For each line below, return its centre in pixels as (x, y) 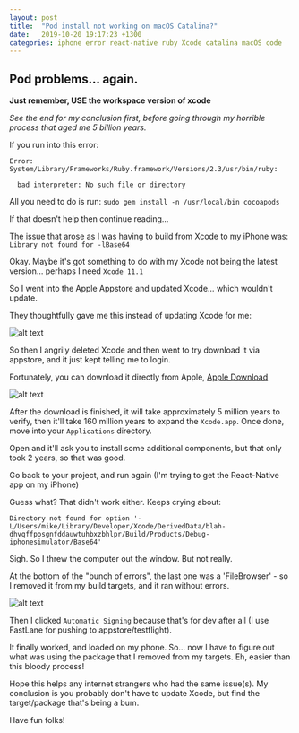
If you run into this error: (54, 145)
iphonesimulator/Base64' (56, 542)
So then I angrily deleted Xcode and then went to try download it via (135, 350)
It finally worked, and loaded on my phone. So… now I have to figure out (142, 648)
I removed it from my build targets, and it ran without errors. (120, 586)
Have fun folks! (37, 720)
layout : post (34, 17)
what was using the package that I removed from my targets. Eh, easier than (150, 657)
